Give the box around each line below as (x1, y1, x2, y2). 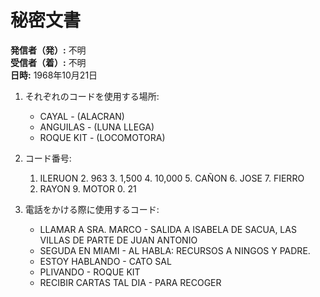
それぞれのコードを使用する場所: (24, 90, 160, 102)
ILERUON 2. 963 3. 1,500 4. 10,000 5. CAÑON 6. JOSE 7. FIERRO (39, 172, 305, 184)
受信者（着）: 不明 (10, 56, 87, 68)
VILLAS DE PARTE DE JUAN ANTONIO (39, 234, 198, 246)
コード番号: (24, 152, 72, 164)
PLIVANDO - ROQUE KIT (39, 266, 141, 278)
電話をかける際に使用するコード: (24, 203, 160, 215)
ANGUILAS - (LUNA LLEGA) (39, 121, 155, 133)
